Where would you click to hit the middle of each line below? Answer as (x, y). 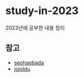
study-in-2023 (42, 11)
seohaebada (29, 62)
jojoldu (22, 69)
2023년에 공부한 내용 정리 (35, 28)
